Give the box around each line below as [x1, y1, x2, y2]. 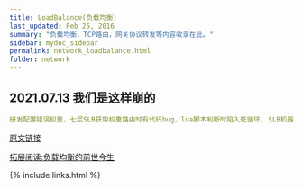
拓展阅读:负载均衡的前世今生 [9, 151, 115, 162]
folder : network [9, 55, 70, 64]
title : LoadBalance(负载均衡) [9, 13, 117, 22]
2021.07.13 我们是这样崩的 [9, 91, 156, 106]
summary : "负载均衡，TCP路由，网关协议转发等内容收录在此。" [9, 30, 214, 39]
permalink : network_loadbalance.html [9, 47, 151, 56]
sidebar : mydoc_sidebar [9, 38, 99, 48]
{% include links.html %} [9, 169, 101, 180]
